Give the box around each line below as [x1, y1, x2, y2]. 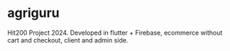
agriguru [7, 5, 60, 21]
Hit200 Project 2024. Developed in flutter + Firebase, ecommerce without [7, 28, 223, 37]
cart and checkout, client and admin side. [7, 35, 128, 44]
